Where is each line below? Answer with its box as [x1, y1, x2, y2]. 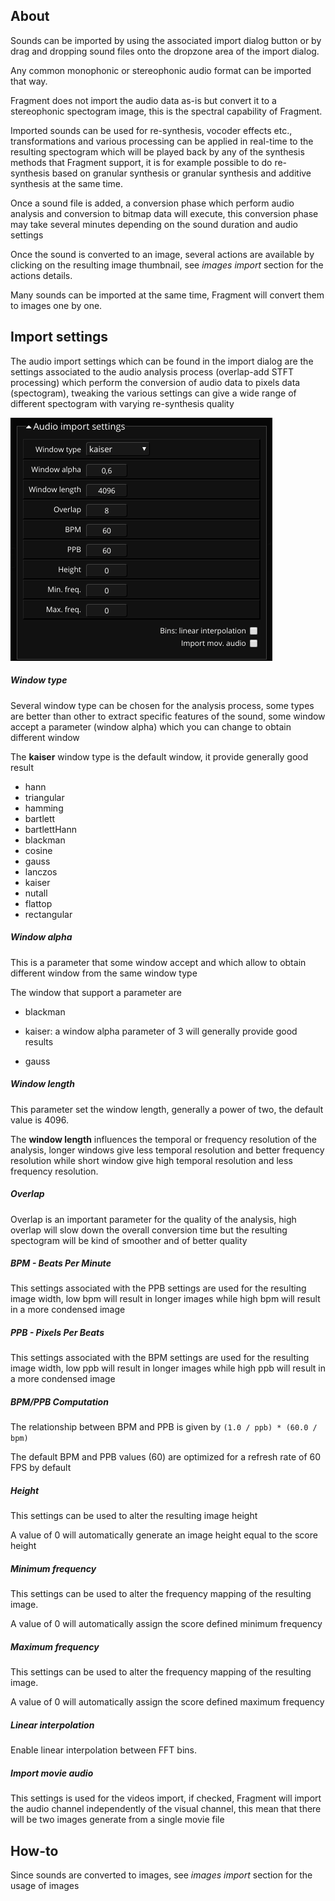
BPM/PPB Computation [10, 1396, 109, 1408]
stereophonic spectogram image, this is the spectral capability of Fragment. [10, 105, 323, 117]
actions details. [10, 269, 73, 281]
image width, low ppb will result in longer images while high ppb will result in [10, 1362, 326, 1374]
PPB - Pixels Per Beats [10, 1327, 105, 1339]
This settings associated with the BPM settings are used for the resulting [10, 1352, 310, 1364]
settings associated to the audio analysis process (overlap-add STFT [10, 365, 294, 378]
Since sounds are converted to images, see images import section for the [10, 1869, 313, 1881]
